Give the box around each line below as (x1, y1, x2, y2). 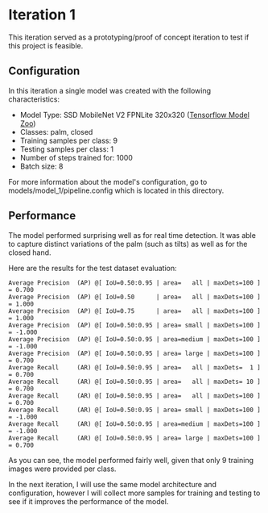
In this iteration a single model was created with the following (8, 85, 212, 95)
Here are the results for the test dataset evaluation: (8, 263, 177, 273)
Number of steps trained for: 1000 (19, 152, 133, 162)
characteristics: (8, 94, 60, 104)
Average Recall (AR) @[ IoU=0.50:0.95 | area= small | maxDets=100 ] (8, 406, 262, 414)
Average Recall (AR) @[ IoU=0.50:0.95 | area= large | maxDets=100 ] (8, 434, 262, 442)
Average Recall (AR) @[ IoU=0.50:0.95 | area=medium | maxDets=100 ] (8, 419, 262, 428)
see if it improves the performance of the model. (8, 496, 169, 506)
